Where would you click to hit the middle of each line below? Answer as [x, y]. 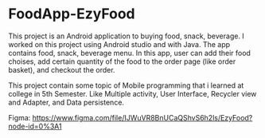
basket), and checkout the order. [62, 69]
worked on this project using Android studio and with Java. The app [119, 44]
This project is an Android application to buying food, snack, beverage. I [126, 36]
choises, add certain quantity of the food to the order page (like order [122, 61]
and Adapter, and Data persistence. [66, 102]
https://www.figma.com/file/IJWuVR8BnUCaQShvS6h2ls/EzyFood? [142, 117]
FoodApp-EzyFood [72, 14]
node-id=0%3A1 [35, 126]
